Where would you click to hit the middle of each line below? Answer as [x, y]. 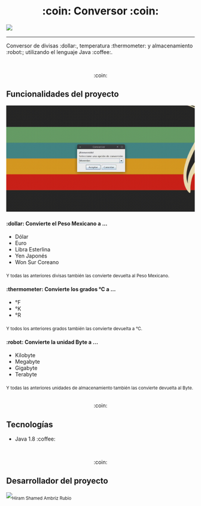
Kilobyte [25, 355]
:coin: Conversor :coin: [100, 11]
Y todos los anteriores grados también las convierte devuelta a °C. [74, 329]
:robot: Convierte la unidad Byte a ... [52, 342]
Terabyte [26, 375]
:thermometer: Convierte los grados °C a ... [61, 289]
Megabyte [28, 362]
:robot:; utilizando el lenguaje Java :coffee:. [60, 52]
